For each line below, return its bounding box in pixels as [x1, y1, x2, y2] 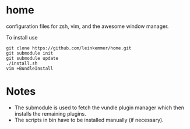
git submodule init [6, 50, 54, 56]
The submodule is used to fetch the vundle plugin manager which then [14, 104, 185, 111]
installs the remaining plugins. [14, 110, 86, 117]
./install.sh [6, 60, 38, 66]
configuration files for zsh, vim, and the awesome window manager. [6, 23, 169, 30]
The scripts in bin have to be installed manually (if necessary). [14, 116, 164, 123]
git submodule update [6, 55, 59, 61]
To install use [6, 34, 38, 41]
